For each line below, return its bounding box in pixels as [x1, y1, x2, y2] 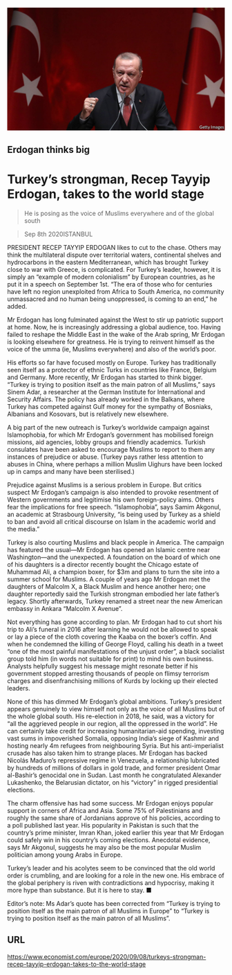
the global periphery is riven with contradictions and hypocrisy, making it [7, 878, 215, 886]
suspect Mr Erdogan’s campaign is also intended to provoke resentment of [7, 488, 219, 496]
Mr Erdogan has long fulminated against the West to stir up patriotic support [7, 316, 224, 324]
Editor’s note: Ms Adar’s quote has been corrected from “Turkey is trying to [7, 899, 221, 907]
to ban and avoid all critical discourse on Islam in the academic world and [7, 517, 216, 526]
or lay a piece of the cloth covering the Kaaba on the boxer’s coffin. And [7, 632, 212, 641]
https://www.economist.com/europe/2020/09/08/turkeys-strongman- [7, 952, 206, 960]
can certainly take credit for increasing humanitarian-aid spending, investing [7, 727, 224, 735]
